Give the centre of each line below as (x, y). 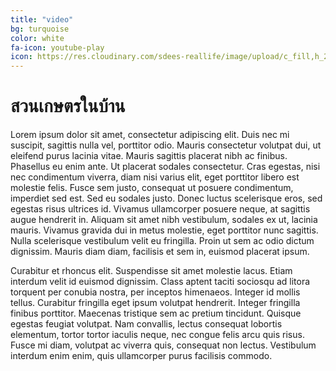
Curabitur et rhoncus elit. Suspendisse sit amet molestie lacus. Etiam (151, 271)
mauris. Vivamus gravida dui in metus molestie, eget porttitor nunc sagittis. (164, 230)
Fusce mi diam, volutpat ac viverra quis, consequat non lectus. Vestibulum (163, 345)
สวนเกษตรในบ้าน (68, 106)
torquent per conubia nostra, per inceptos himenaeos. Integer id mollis (155, 292)
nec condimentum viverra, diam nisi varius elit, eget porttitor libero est (155, 177)
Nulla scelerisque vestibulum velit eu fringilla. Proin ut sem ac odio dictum (162, 241)
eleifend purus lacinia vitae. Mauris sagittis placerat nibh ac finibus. (149, 156)
